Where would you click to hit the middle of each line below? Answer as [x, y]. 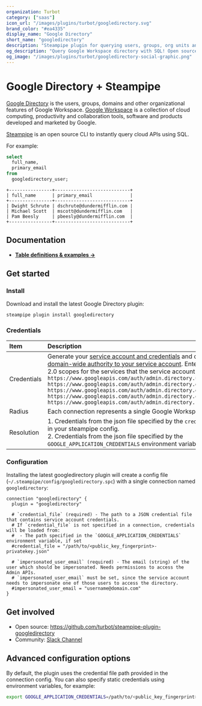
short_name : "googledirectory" [45, 40]
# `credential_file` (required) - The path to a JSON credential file [102, 514]
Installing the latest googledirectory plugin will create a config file [87, 474]
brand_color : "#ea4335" [36, 29]
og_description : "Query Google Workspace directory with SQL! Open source [102, 51]
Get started [28, 274]
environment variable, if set [44, 541]
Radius [19, 411]
